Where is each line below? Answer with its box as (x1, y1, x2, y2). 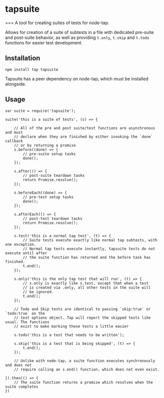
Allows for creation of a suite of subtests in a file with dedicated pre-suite (5, 29, 154, 35)
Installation (5, 54, 40, 63)
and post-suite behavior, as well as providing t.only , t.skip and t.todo (5, 34, 149, 40)
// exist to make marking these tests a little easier (14, 324, 129, 329)
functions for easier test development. (5, 39, 83, 45)
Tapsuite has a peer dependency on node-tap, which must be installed (5, 75, 149, 82)
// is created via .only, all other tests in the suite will (23, 285, 151, 290)
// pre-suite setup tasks (23, 151, 76, 156)
